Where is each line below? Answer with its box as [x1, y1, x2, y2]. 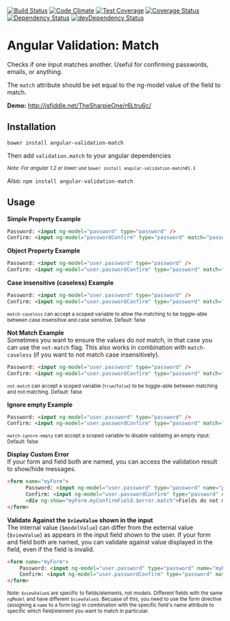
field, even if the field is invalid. [7, 545, 94, 553]
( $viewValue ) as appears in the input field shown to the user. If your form [7, 531, 211, 539]
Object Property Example [7, 246, 81, 255]
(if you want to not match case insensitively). [33, 350, 159, 359]
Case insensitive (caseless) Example [7, 279, 114, 287]
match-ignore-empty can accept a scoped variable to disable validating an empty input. [7, 432, 211, 440]
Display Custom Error [7, 451, 70, 459]
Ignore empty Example [7, 401, 73, 409]
